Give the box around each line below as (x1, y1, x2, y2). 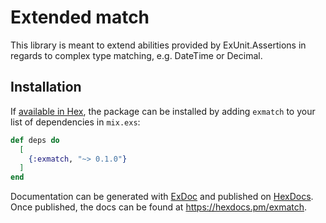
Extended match (10, 6, 150, 29)
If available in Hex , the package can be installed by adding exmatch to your (10, 105, 316, 117)
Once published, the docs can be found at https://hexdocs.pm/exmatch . (10, 201, 308, 213)
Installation (10, 79, 82, 96)
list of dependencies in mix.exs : (10, 116, 141, 128)
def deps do (10, 135, 60, 145)
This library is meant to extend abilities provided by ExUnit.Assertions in (10, 39, 307, 51)
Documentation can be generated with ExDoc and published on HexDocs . (10, 191, 314, 203)
